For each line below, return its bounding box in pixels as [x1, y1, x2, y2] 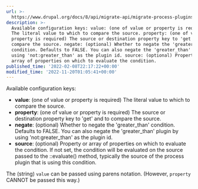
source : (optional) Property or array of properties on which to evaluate [14, 140, 187, 147]
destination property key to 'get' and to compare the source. [14, 115, 161, 122]
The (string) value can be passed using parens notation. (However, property [6, 170, 191, 177]
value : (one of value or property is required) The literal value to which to [14, 97, 190, 104]
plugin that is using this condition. [14, 159, 97, 166]
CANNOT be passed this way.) [6, 177, 80, 184]
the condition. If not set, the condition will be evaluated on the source [14, 147, 183, 154]
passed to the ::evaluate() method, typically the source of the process [14, 152, 184, 160]
